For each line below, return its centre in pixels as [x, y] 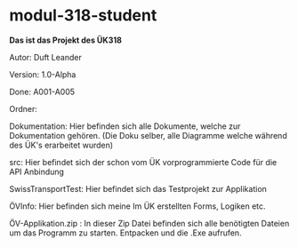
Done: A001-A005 [42, 92]
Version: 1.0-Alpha [43, 74]
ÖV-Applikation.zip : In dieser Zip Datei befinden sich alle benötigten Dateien [149, 223]
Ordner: [24, 108]
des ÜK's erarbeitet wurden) [61, 145]
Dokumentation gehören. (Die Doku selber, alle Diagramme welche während [148, 135]
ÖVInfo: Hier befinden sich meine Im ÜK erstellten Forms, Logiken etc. [137, 206]
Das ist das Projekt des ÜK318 [66, 40]
